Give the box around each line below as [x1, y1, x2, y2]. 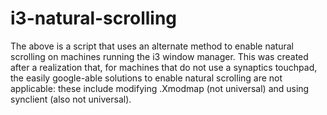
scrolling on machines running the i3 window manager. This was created [10, 50, 309, 62]
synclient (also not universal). [10, 93, 132, 105]
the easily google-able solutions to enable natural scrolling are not [10, 72, 283, 84]
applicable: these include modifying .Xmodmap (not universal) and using [10, 82, 310, 94]
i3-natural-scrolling [10, 7, 178, 30]
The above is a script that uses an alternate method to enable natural [10, 40, 294, 52]
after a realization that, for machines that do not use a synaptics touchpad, [10, 61, 318, 73]
